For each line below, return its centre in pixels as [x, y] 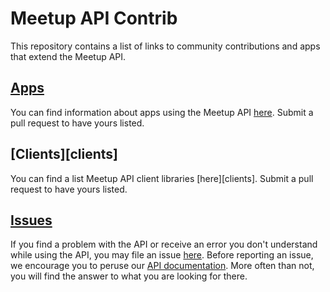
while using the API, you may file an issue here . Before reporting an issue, [162, 255]
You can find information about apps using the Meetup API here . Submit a [162, 112]
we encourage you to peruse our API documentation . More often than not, [162, 266]
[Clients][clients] [64, 154]
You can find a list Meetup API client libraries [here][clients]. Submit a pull [162, 178]
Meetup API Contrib [94, 18]
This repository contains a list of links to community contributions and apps [165, 46]
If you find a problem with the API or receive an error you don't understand [164, 244]
